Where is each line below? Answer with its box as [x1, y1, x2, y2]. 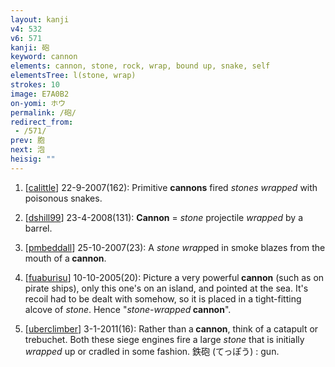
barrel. [24, 222, 53, 234]
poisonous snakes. [24, 192, 103, 204]
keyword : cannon [10, 52, 78, 62]
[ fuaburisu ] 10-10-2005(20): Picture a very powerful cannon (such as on [24, 271, 325, 283]
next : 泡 [10, 145, 45, 155]
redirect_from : [10, 117, 74, 127]
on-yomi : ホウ [10, 98, 67, 108]
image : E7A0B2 [10, 89, 70, 99]
